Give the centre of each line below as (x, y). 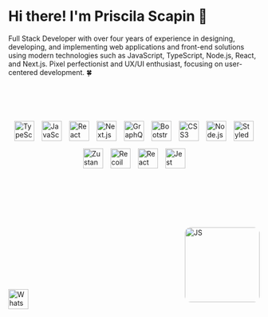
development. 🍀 (66, 72)
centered (23, 72)
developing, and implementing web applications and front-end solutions (126, 46)
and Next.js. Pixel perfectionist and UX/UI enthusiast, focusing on (116, 64)
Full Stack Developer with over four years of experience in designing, (122, 38)
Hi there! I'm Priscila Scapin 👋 (108, 16)
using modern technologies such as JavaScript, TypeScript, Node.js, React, (132, 55)
